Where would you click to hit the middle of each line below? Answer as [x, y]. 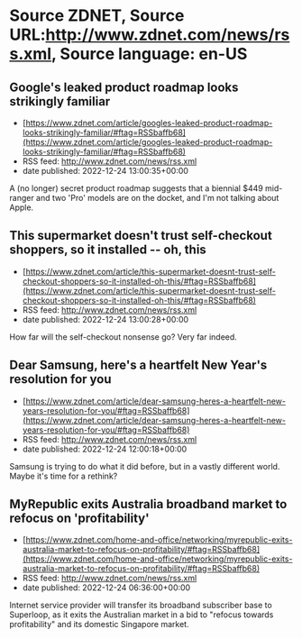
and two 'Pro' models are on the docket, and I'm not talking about [157, 198]
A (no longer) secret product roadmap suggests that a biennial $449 [136, 188]
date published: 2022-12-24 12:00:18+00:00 [105, 449]
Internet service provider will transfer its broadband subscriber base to [141, 606]
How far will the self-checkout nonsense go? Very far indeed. [123, 337]
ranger [22, 198]
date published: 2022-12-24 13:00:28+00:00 [105, 319]
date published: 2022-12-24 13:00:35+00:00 [105, 171]
